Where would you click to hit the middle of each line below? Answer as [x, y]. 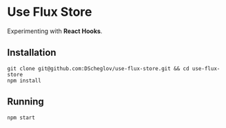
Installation [32, 53]
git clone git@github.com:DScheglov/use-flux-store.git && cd [98, 68]
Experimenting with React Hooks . [55, 31]
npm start [21, 118]
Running [26, 102]
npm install [24, 81]
